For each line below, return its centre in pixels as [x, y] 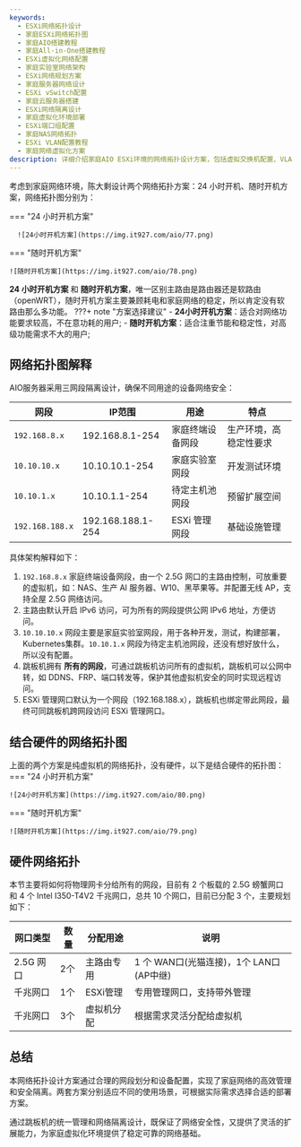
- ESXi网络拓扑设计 [50, 26]
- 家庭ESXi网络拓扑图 [53, 34]
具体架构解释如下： [45, 557]
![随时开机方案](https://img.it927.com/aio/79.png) [104, 832]
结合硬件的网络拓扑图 [68, 742]
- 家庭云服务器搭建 [48, 101]
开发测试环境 [254, 467]
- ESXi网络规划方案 [50, 76]
